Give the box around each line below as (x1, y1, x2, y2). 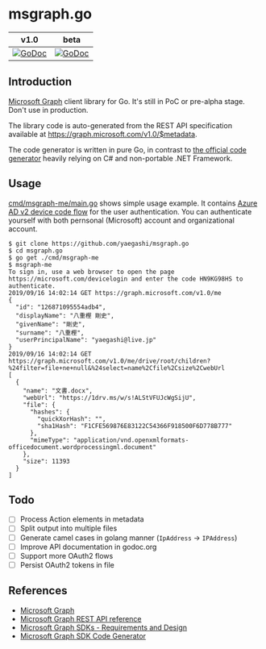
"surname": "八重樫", (15, 328, 85, 337)
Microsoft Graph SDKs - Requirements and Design (19, 622, 188, 632)
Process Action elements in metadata (19, 514, 144, 524)
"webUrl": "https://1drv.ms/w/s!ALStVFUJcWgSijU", (23, 393, 197, 401)
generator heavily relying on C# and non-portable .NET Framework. (8, 153, 233, 163)
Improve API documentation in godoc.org (19, 542, 157, 551)
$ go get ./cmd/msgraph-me (8, 253, 99, 262)
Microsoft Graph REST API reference (19, 614, 143, 623)
